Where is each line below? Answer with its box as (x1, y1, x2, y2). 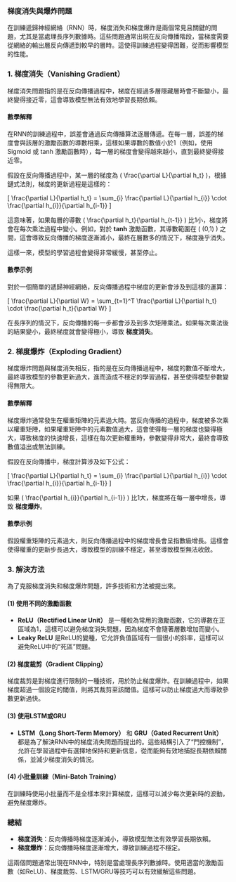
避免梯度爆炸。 (7, 798, 51, 806)
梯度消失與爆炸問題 (7, 6, 72, 15)
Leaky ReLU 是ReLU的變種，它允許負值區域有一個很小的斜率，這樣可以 (17, 634, 225, 642)
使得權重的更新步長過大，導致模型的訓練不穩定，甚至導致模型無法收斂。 (7, 545, 216, 553)
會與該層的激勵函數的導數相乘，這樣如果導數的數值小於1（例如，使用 (13, 138, 213, 147)
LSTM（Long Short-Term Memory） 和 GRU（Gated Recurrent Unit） (17, 729, 223, 737)
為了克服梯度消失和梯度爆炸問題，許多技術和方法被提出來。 (7, 582, 180, 590)
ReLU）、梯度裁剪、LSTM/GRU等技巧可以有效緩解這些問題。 (25, 867, 200, 876)
